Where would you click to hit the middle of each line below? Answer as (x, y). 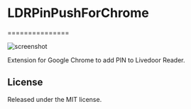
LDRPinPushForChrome (78, 13)
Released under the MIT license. (55, 99)
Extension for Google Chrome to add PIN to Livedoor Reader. (97, 60)
